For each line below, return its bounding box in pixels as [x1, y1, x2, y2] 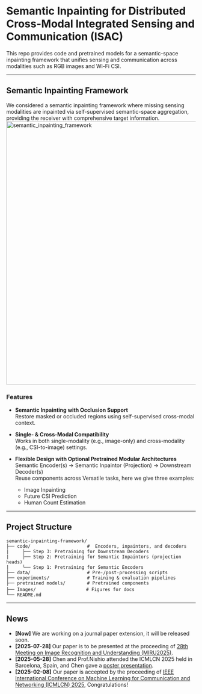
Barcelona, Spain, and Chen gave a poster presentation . [14, 661, 154, 669]
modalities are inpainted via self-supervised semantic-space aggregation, [6, 108, 189, 115]
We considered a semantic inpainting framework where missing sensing [6, 101, 185, 109]
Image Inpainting [23, 486, 66, 494]
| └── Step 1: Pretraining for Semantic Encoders [6, 564, 144, 570]
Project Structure [6, 522, 72, 532]
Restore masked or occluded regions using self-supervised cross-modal [14, 413, 195, 420]
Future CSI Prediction [23, 492, 77, 500]
